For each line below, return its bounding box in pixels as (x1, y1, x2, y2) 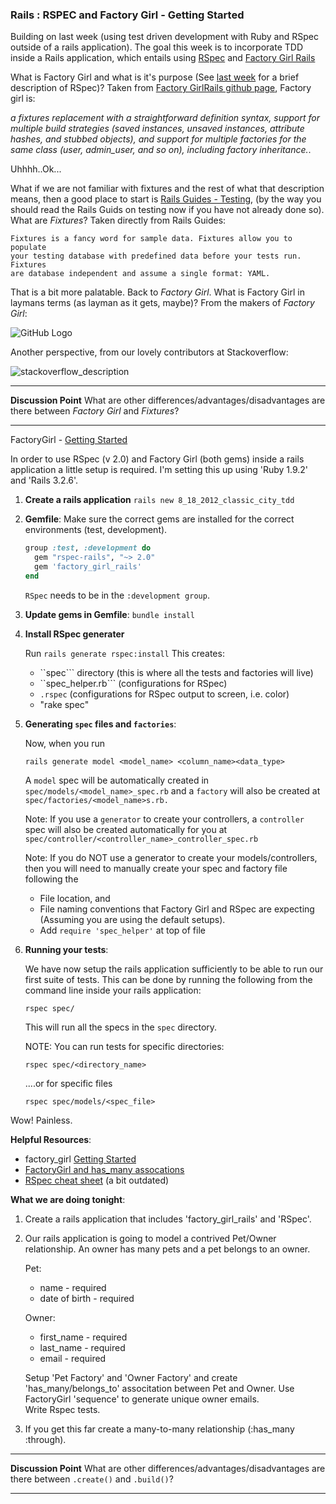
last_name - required (39, 1341, 126, 1353)
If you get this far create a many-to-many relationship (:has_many (24, 1423, 295, 1435)
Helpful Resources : (10, 1133, 92, 1145)
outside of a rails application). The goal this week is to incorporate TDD (10, 41, 303, 53)
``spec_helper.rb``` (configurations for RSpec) (39, 677, 228, 689)
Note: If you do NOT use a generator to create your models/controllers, (24, 851, 318, 863)
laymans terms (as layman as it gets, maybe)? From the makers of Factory (10, 297, 315, 309)
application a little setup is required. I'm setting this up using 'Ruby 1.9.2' (10, 464, 308, 476)
